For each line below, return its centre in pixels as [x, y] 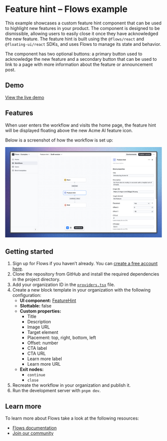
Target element [43, 332]
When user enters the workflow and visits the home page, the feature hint [81, 125]
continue [36, 375]
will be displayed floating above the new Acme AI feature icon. [69, 130]
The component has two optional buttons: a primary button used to [74, 54]
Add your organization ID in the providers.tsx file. [64, 285]
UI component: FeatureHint [48, 300]
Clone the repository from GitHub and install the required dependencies [86, 274]
